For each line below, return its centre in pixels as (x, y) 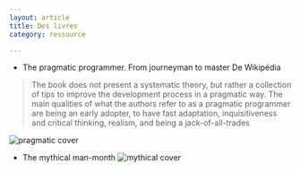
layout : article (39, 17)
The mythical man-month (69, 158)
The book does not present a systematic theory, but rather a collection (161, 85)
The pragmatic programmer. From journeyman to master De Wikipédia (151, 67)
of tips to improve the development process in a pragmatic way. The (157, 94)
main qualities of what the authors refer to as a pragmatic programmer (161, 104)
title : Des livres (43, 26)
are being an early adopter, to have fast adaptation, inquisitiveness (154, 114)
